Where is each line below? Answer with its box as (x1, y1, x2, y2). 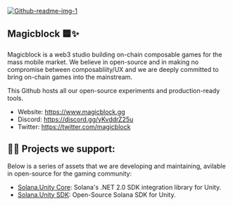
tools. (7, 94, 24, 102)
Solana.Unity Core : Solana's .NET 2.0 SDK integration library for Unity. (17, 183, 222, 191)
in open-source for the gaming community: (7, 169, 132, 178)
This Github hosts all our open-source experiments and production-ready (7, 86, 220, 95)
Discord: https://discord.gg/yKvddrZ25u (17, 115, 134, 123)
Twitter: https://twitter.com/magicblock (17, 122, 131, 131)
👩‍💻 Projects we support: (7, 143, 115, 155)
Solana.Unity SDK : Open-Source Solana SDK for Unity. (17, 190, 176, 199)
